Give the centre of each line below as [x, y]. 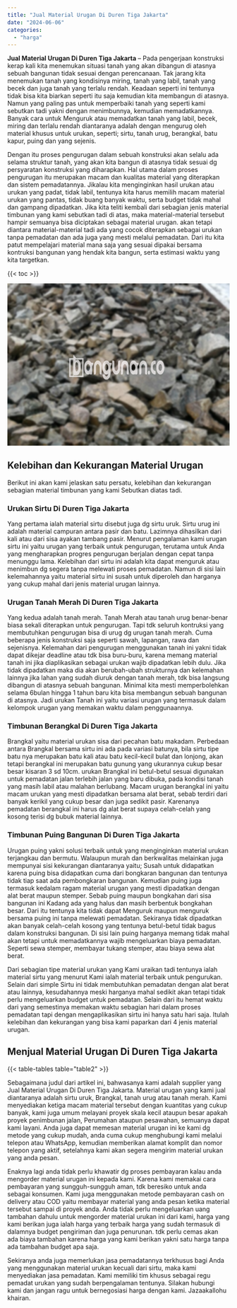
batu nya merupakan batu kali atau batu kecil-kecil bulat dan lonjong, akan [115, 756]
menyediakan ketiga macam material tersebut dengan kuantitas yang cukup [117, 1105]
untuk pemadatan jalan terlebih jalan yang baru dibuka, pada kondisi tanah [115, 779]
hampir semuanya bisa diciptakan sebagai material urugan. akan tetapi [110, 222]
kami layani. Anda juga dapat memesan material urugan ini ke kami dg [109, 1128]
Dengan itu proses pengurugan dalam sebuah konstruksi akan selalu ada [113, 155]
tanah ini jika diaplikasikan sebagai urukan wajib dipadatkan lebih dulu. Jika [117, 663]
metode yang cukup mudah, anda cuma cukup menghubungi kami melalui [115, 1135]
